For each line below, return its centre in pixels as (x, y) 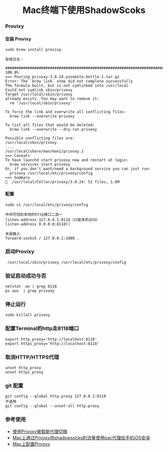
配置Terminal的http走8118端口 (42, 328)
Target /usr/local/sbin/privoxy (39, 95)
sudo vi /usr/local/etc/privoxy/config (47, 205)
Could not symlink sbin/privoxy (39, 90)
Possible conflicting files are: (40, 138)
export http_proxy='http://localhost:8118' (51, 339)
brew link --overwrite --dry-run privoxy (53, 130)
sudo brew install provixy (33, 50)
